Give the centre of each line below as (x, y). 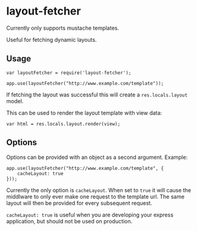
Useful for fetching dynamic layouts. (52, 39)
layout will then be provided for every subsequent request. (79, 203)
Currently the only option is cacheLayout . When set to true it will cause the (99, 190)
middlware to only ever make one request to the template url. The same (95, 196)
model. (15, 101)
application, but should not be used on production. (69, 221)
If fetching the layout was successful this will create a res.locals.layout (97, 95)
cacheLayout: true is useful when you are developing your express (90, 215)
